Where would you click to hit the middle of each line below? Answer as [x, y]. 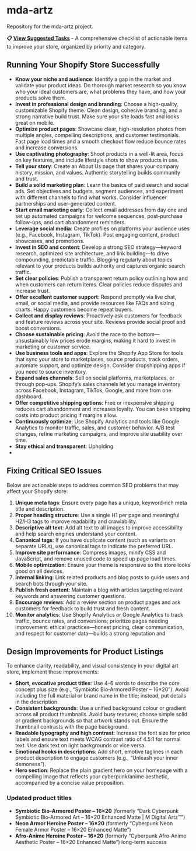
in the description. [37, 702]
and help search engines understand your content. [76, 534]
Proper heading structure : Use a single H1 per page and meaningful [97, 515]
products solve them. [41, 98]
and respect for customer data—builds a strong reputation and [90, 633]
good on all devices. [39, 571]
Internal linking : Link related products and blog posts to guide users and [102, 577]
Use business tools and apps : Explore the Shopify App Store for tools [99, 353]
